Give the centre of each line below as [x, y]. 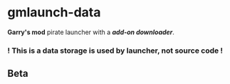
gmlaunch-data [54, 12]
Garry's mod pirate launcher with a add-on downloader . [91, 32]
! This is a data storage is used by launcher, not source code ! [115, 51]
